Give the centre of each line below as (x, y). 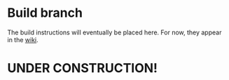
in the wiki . (23, 39)
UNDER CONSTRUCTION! (83, 68)
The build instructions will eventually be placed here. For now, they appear (114, 32)
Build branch (45, 13)
